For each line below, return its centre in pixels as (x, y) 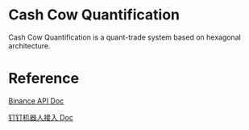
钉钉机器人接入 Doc (41, 117)
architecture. (29, 45)
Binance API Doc (36, 101)
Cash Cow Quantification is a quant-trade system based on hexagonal (125, 37)
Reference (44, 79)
